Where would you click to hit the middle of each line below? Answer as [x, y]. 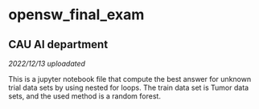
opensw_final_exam [76, 15]
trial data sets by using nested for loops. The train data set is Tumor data [129, 87]
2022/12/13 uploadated [47, 63]
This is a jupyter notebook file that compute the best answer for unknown [130, 79]
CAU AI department [58, 44]
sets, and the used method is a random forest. [84, 96]
